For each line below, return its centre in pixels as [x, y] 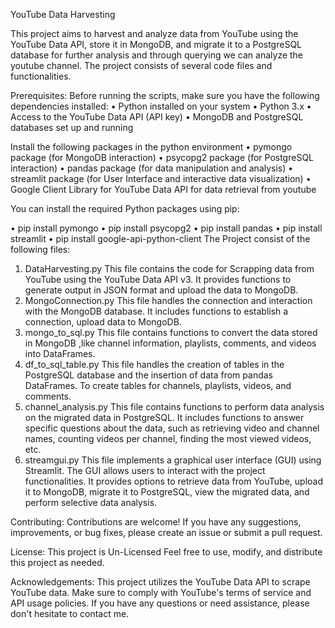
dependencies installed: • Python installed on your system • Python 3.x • [161, 106]
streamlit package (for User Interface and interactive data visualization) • [161, 178]
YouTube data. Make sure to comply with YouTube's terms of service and [161, 592]
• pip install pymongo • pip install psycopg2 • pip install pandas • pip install [166, 228]
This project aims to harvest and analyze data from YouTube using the [154, 33]
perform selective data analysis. [91, 502]
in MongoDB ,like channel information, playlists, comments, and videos [170, 343]
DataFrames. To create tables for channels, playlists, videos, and [158, 385]
